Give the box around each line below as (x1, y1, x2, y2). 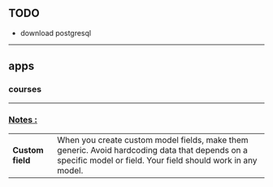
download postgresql (19, 28, 92, 37)
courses (8, 84, 42, 95)
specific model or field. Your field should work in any (56, 154, 258, 166)
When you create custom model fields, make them (56, 134, 249, 146)
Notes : (8, 114, 38, 125)
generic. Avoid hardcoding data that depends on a (56, 144, 248, 155)
